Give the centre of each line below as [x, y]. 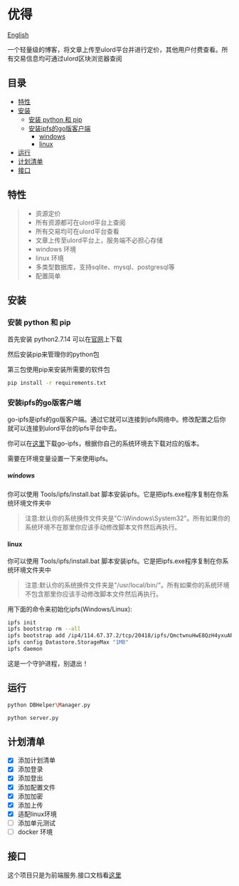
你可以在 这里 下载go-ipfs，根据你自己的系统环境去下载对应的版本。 [105, 443]
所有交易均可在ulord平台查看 [77, 231]
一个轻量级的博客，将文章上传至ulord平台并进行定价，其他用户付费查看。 [115, 49]
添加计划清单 [36, 761]
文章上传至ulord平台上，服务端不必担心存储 [99, 240]
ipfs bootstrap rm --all [44, 629]
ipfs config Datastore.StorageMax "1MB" [68, 642]
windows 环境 [56, 249]
